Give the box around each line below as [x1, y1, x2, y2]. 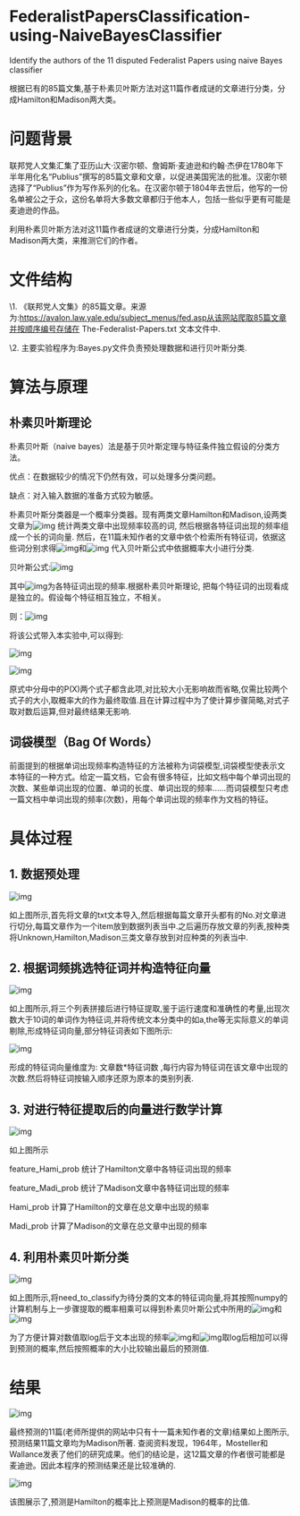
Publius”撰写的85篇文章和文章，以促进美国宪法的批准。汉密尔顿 [52, 171, 287, 182]
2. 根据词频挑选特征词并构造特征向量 [9, 960, 212, 976]
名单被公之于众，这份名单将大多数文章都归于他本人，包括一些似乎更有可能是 [9, 193, 291, 204]
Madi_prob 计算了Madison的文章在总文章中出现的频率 [9, 1221, 208, 1231]
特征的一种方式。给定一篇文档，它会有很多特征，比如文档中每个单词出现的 [16, 771, 291, 782]
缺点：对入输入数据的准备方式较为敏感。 [9, 490, 158, 500]
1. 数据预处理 [9, 866, 80, 882]
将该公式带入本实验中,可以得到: [9, 629, 124, 641]
